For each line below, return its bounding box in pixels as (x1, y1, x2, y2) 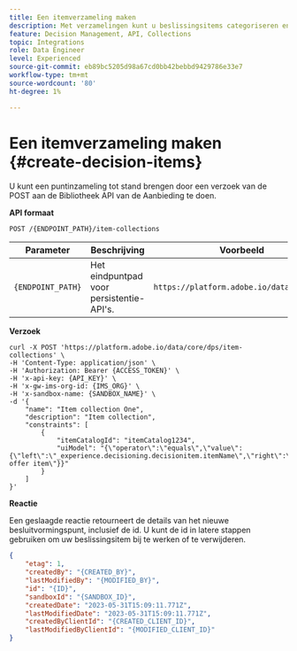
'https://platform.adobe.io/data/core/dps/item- (60, 343, 243, 353)
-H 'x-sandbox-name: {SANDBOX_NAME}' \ (9, 390, 156, 399)
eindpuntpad (89, 270, 143, 283)
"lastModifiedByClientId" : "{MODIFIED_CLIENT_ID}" (25, 625, 216, 634)
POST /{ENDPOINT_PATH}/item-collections (9, 225, 161, 234)
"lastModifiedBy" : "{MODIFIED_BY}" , (25, 577, 161, 585)
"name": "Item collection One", (25, 405, 144, 415)
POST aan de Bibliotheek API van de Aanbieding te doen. (9, 190, 217, 201)
